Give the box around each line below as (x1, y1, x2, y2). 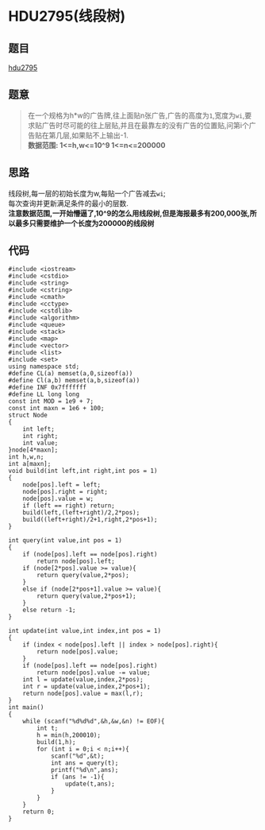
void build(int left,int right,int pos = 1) (8, 467, 158, 475)
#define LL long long (8, 390, 80, 398)
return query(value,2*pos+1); (36, 592, 136, 600)
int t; (36, 724, 59, 732)
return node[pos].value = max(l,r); (22, 689, 144, 698)
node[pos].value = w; (22, 495, 94, 503)
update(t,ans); (64, 780, 115, 788)
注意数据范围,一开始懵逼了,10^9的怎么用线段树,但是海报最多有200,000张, (8, 208, 250, 218)
